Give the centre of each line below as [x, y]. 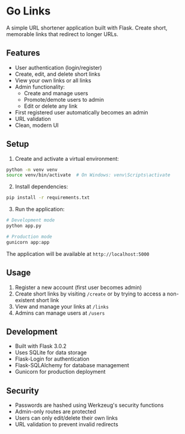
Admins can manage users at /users [60, 313]
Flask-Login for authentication [52, 359]
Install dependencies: [41, 187]
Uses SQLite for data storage [51, 353]
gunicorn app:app [28, 242]
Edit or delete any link [51, 106]
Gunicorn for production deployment [60, 372]
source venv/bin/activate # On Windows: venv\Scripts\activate [88, 175]
